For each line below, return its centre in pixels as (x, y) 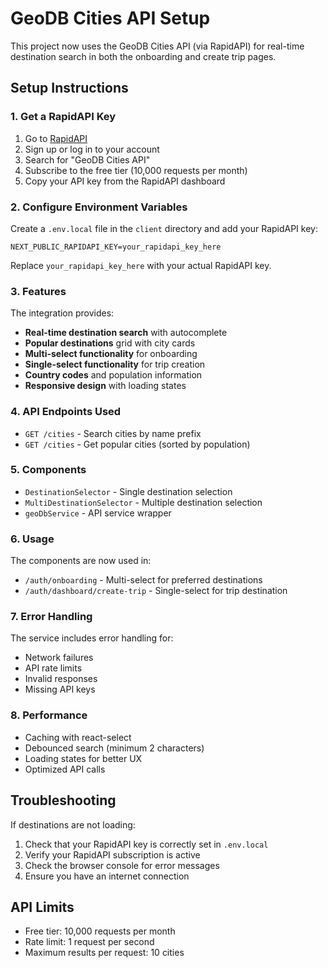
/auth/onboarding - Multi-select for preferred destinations (143, 580)
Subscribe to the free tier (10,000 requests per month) (136, 170)
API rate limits (53, 668)
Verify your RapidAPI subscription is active (112, 854)
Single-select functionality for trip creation (115, 364)
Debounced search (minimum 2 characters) (114, 748)
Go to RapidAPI (56, 138)
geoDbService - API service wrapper (98, 513)
